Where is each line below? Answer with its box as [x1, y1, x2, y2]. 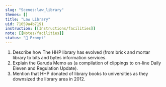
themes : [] [5, 12, 28, 17]
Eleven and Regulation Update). [12, 65, 78, 71]
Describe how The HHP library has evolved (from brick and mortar [12, 49, 150, 55]
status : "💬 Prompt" [5, 36, 46, 41]
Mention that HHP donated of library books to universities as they [12, 70, 148, 76]
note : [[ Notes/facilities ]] [5, 31, 64, 36]
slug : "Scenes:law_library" [5, 7, 64, 13]
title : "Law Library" [5, 17, 51, 22]
